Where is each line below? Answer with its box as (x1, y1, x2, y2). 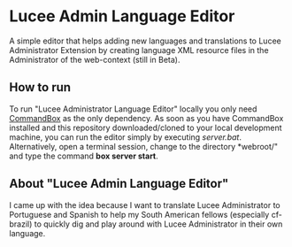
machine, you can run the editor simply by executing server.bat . (9, 131, 242, 143)
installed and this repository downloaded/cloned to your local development (9, 122, 282, 133)
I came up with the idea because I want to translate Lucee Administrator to (9, 199, 280, 210)
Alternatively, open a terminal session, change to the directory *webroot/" (9, 141, 279, 151)
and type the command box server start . (9, 151, 159, 161)
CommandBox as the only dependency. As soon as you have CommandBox (9, 112, 284, 123)
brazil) (9, 219, 33, 229)
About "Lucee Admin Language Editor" (9, 176, 229, 191)
